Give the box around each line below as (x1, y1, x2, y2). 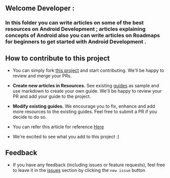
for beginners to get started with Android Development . (5, 38, 147, 45)
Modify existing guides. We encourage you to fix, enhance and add (12, 103, 155, 110)
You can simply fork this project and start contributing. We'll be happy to (12, 67, 164, 74)
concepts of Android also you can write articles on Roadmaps (5, 32, 160, 39)
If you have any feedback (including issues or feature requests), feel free (12, 162, 165, 168)
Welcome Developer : (5, 4, 75, 13)
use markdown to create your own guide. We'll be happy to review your (12, 88, 162, 94)
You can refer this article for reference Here (12, 124, 104, 130)
